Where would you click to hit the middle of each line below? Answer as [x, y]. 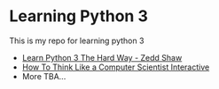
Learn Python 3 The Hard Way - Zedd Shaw [102, 57]
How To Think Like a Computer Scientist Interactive [116, 67]
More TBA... [44, 76]
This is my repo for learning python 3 [77, 41]
